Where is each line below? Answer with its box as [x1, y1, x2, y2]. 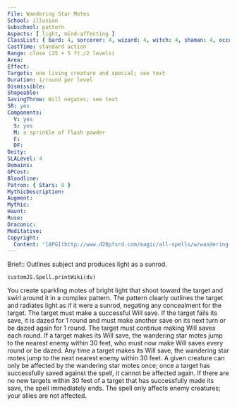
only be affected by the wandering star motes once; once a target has [7, 362, 210, 370]
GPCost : [7, 168, 30, 176]
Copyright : [7, 234, 39, 241]
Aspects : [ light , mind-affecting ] [7, 30, 115, 38]
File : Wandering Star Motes [7, 10, 90, 18]
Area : [7, 57, 23, 64]
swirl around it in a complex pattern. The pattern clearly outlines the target [7, 294, 224, 302]
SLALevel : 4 [7, 155, 42, 163]
